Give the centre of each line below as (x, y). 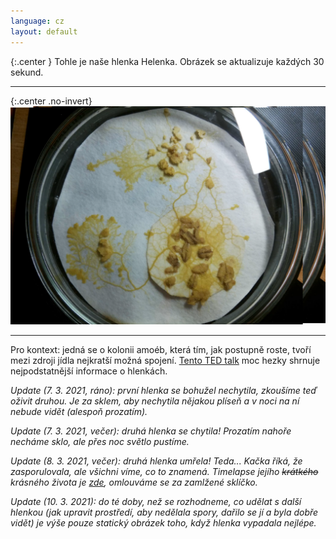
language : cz (37, 21)
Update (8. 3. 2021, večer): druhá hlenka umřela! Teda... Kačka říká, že (156, 461)
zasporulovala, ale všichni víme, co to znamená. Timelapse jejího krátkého (164, 471)
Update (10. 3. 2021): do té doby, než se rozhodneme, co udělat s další (156, 501)
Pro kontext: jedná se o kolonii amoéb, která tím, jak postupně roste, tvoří (161, 349)
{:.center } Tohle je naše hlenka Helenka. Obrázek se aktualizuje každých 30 (167, 61)
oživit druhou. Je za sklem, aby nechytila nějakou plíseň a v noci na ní (155, 401)
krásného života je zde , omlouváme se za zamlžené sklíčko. (134, 482)
